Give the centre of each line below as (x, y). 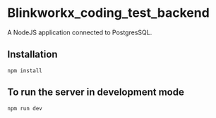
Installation (32, 54)
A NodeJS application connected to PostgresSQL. (80, 32)
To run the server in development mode (96, 92)
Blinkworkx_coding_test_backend (108, 13)
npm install (25, 71)
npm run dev (25, 108)
